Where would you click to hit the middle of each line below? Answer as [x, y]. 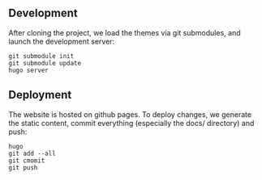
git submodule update [45, 63]
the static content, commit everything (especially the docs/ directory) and [131, 123]
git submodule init [41, 56]
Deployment [40, 95]
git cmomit [27, 161]
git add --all [32, 153]
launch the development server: [62, 41]
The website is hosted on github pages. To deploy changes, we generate [130, 114]
